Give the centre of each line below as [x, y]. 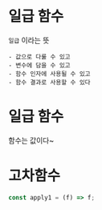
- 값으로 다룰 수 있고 [39, 57]
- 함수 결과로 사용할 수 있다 [49, 82]
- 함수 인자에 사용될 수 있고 [49, 74]
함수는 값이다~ [31, 140]
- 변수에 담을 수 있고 [39, 65]
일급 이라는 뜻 [29, 40]
